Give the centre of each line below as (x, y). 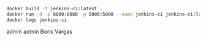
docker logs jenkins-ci (37, 20)
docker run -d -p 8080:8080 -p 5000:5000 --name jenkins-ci (85, 14)
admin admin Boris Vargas (39, 31)
